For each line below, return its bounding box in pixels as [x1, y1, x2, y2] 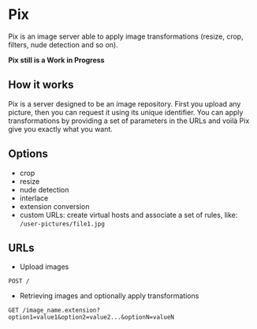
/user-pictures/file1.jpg [19, 219, 105, 228]
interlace [19, 193, 49, 203]
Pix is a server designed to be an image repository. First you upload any [8, 99, 241, 108]
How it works [8, 78, 74, 92]
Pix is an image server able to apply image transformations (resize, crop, [8, 32, 244, 41]
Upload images [19, 262, 69, 271]
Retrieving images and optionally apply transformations [19, 291, 199, 301]
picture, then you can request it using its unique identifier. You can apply [8, 107, 244, 117]
